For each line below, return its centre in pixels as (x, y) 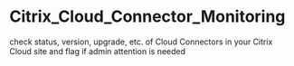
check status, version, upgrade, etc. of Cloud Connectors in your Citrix (141, 42)
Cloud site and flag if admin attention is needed (98, 51)
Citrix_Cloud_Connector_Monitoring (147, 17)
